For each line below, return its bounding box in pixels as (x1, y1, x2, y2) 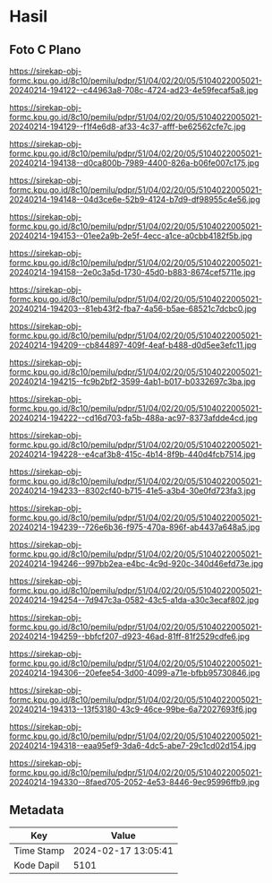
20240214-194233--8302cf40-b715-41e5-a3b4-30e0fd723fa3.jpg (9, 486, 257, 496)
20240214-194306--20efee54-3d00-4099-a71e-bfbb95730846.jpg (9, 668, 261, 678)
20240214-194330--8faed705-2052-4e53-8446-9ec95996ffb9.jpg (9, 777, 260, 787)
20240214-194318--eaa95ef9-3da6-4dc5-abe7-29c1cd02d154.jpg (9, 740, 257, 750)
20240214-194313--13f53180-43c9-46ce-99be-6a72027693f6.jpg (9, 704, 258, 714)
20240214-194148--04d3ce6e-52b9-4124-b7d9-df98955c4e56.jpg (9, 195, 261, 204)
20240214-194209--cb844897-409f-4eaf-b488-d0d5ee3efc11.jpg (9, 340, 257, 351)
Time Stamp (13, 844, 65, 857)
